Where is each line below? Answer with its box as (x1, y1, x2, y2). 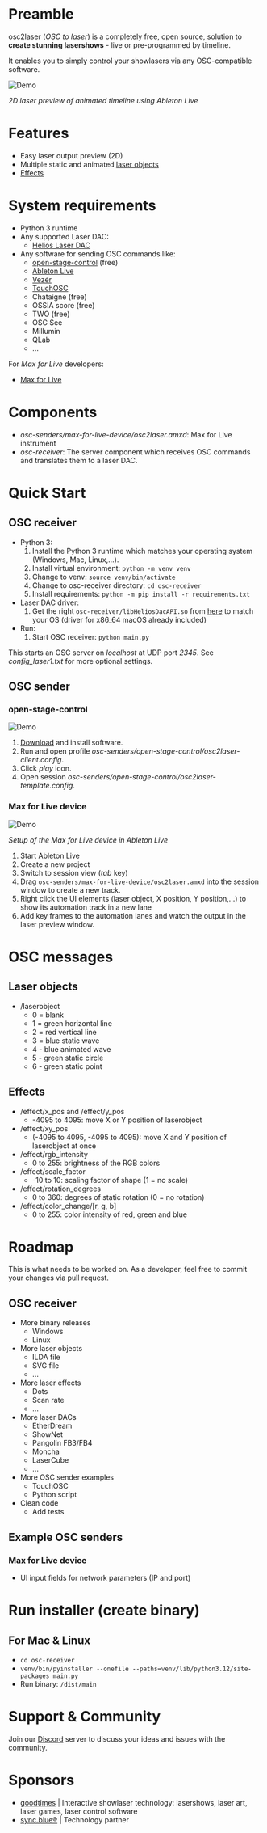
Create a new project (19, 859, 90, 869)
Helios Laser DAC (31, 240, 91, 250)
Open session (19, 772, 66, 782)
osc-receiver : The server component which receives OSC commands (19, 446, 251, 457)
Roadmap (8, 1238, 74, 1256)
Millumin (31, 326, 60, 336)
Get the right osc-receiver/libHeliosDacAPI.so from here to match (31, 606, 254, 615)
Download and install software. (19, 737, 123, 748)
